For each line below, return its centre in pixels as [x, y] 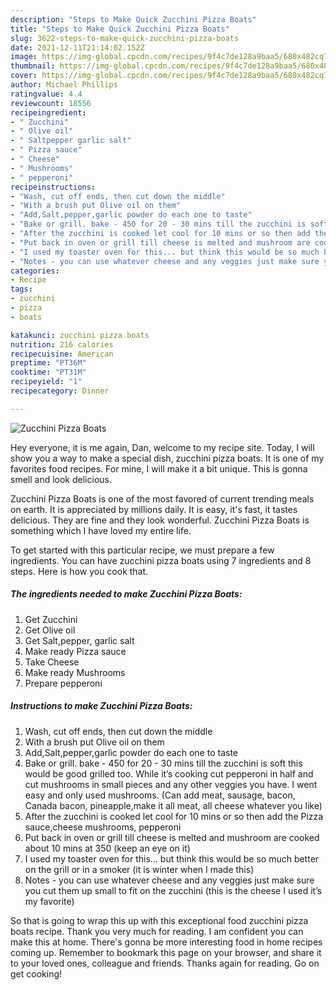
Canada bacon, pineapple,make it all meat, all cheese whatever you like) [173, 805]
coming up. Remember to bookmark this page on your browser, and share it [166, 952]
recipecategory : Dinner [60, 391]
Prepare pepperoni [63, 683]
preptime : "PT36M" [48, 363]
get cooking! [36, 973]
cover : [24, 76]
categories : [35, 271]
